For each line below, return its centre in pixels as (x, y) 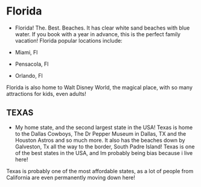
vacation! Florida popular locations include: (69, 40)
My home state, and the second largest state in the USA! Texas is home (104, 127)
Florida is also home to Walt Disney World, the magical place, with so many (100, 87)
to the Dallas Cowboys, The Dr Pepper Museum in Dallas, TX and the (101, 133)
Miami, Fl (26, 52)
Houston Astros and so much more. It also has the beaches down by (100, 140)
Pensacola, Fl (32, 64)
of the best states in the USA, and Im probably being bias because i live (104, 153)
